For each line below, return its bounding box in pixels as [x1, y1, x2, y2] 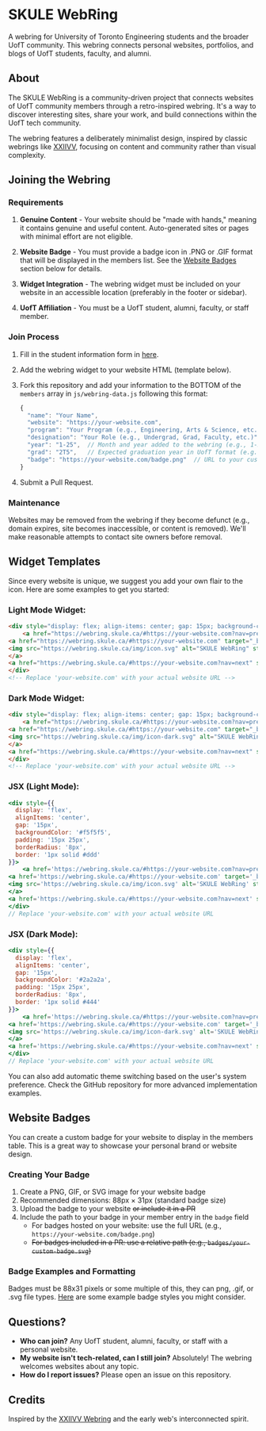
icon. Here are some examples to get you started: [8, 585, 169, 594]
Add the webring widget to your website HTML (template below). [19, 365, 232, 374]
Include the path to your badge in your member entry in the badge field [19, 1212, 249, 1222]
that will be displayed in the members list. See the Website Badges [19, 255, 237, 265]
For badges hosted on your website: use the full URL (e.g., [31, 1221, 222, 1230]
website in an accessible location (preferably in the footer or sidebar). [19, 288, 248, 297]
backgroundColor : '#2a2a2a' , [15, 976, 112, 984]
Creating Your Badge [8, 1168, 90, 1180]
